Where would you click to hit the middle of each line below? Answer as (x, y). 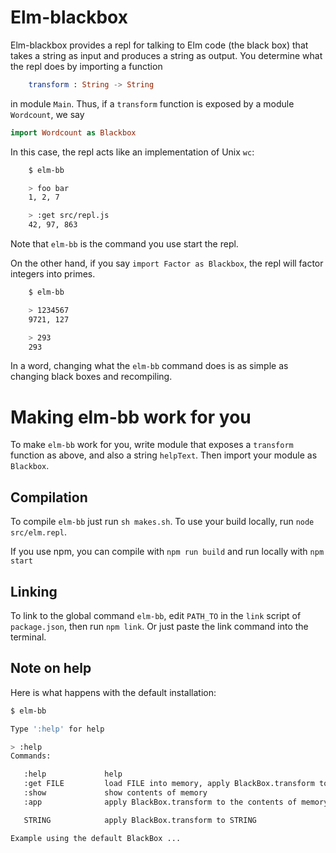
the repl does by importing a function (86, 66)
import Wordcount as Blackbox (73, 132)
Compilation (49, 497)
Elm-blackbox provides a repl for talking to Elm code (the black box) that (159, 45)
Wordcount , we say (47, 114)
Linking (34, 591)
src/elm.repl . (38, 532)
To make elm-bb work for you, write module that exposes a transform (152, 445)
